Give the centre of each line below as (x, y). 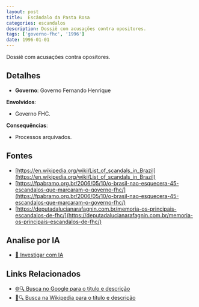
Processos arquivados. (43, 137)
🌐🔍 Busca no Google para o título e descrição (72, 289)
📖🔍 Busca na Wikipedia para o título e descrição (75, 298)
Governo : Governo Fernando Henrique (63, 90)
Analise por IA (33, 240)
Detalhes (23, 76)
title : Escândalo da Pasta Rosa (48, 17)
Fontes (20, 156)
